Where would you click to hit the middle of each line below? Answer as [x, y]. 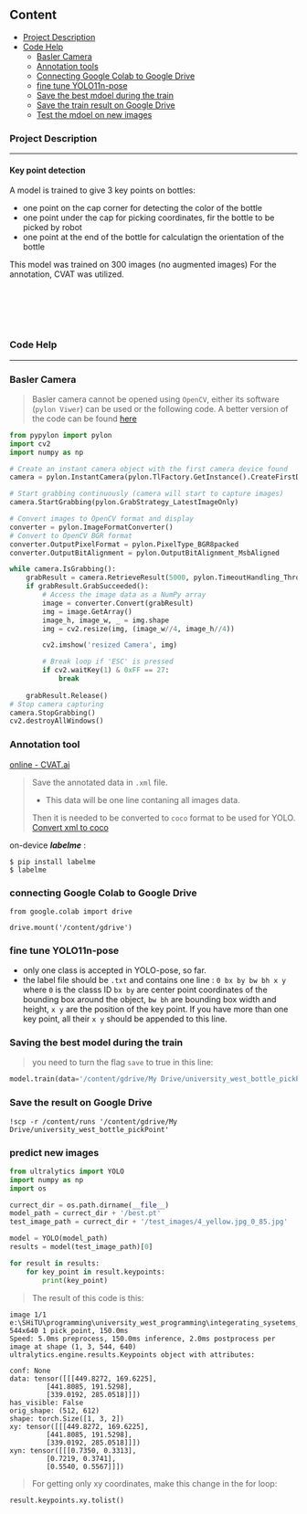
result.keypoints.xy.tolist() [67, 1500]
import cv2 [30, 444]
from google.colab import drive [71, 911]
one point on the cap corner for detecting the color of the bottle [143, 208]
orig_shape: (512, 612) [55, 1411]
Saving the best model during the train [96, 1043]
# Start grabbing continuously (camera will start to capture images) [147, 494]
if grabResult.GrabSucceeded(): [87, 587]
